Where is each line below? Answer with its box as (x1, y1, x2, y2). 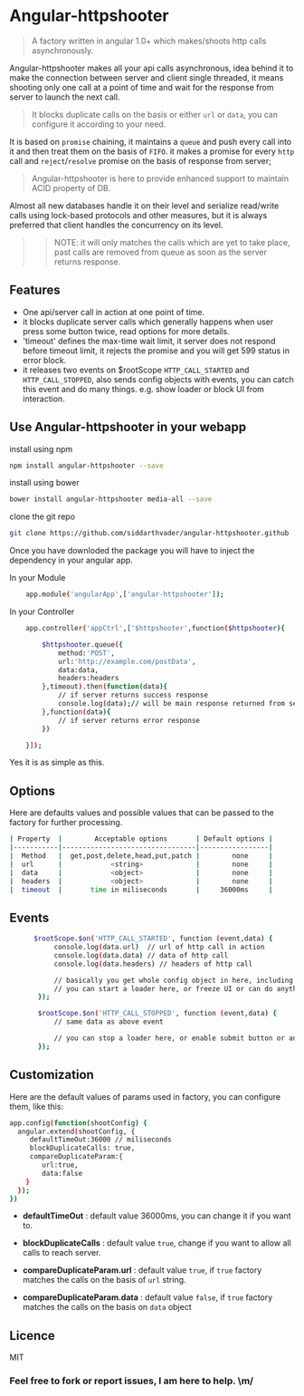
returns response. (53, 255, 121, 267)
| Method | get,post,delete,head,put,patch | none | (9, 852, 273, 861)
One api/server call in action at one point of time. (22, 306, 205, 317)
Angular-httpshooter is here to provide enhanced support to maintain (31, 173, 290, 184)
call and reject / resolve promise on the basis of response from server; (9, 155, 271, 166)
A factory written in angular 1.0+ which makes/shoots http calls (31, 35, 267, 46)
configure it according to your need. (31, 119, 166, 130)
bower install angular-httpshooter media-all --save (9, 495, 213, 504)
